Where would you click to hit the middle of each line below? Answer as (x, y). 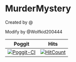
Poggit (22, 44)
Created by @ (19, 22)
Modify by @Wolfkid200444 (34, 31)
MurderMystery (38, 9)
